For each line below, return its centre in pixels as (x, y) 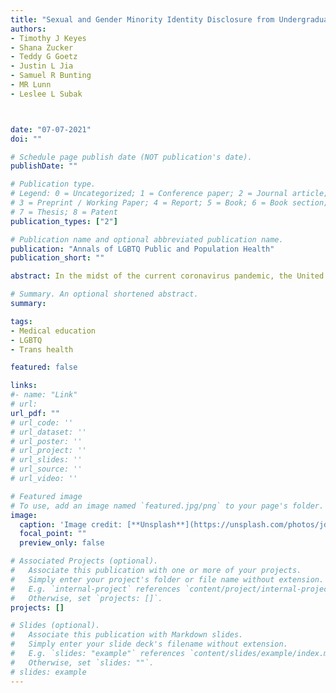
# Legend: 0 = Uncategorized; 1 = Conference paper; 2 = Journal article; (169, 194)
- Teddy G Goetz (44, 57)
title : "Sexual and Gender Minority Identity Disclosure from (142, 19)
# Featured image (46, 496)
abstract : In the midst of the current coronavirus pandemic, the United (167, 276)
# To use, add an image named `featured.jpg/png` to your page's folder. (167, 506)
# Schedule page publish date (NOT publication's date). (131, 157)
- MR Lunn (31, 85)
